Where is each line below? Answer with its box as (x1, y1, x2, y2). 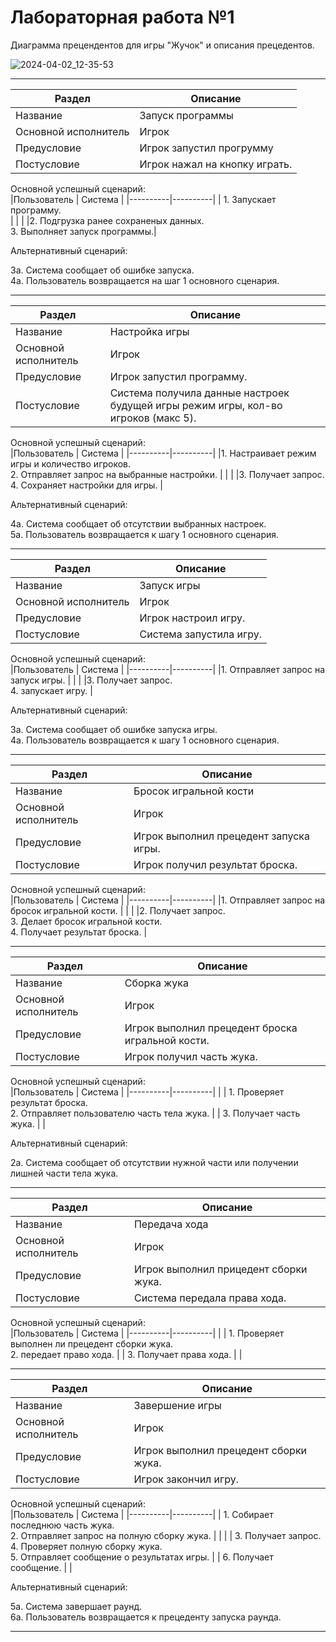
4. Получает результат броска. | (10, 926, 148, 938)
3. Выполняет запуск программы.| (10, 225, 157, 237)
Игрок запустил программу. (109, 369, 248, 383)
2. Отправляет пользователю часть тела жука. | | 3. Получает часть (10, 1107, 301, 1119)
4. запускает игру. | (10, 684, 93, 696)
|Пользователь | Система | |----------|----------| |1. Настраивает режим (10, 447, 317, 459)
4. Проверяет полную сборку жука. (10, 1540, 163, 1552)
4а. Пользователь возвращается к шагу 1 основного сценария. (10, 734, 280, 746)
